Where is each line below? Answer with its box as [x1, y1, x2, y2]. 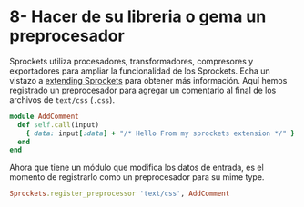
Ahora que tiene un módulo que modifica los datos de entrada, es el [9, 162, 264, 173]
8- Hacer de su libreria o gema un [9, 6, 267, 27]
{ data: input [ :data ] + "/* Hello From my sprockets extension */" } [25, 129, 296, 138]
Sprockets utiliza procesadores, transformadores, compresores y [9, 55, 254, 66]
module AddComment [9, 112, 79, 121]
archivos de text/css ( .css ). [9, 94, 116, 105]
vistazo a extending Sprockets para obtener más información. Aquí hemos [9, 74, 288, 85]
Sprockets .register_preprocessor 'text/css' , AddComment [9, 189, 230, 199]
